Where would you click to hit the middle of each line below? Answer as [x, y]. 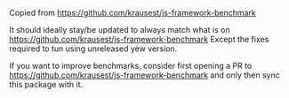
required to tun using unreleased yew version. [93, 49]
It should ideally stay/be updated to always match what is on [120, 30]
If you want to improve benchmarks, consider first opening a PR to [131, 66]
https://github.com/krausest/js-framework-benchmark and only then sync [144, 75]
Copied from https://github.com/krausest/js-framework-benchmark [132, 13]
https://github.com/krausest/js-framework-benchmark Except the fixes [139, 39]
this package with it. [46, 84]
